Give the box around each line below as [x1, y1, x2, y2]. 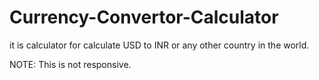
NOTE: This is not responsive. [9, 58, 132, 70]
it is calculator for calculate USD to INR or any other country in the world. [9, 39, 310, 51]
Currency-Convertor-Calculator [9, 6, 279, 29]
